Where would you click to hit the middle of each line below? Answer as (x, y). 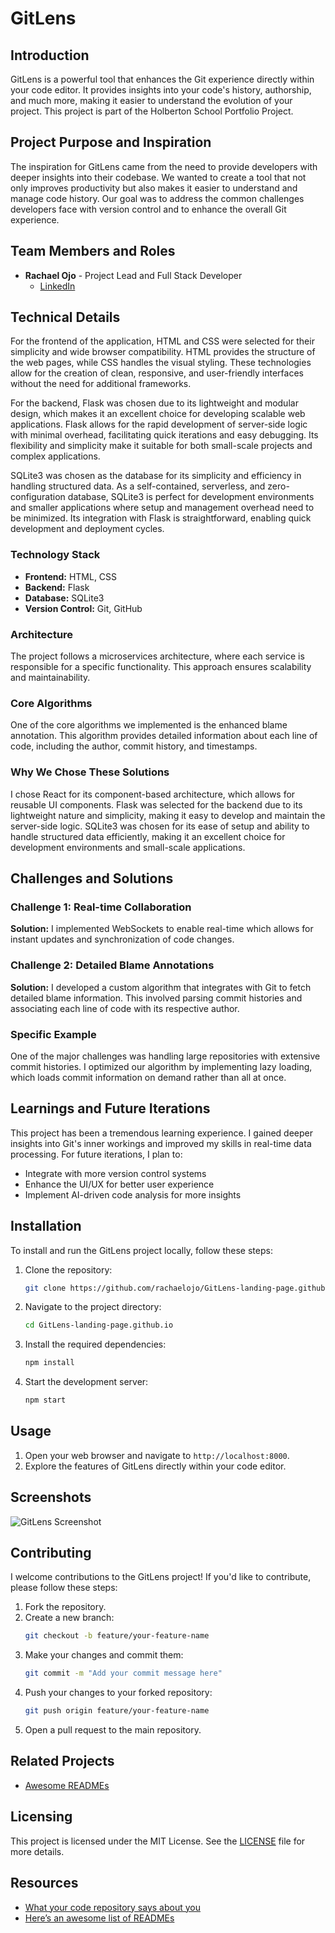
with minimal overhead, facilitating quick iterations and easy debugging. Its (164, 435)
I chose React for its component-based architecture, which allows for (153, 794)
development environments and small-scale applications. (128, 847)
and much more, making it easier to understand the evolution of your (151, 100)
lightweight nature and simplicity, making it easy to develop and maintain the (168, 815)
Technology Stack (55, 555)
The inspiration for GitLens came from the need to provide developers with (164, 166)
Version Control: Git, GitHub (83, 608)
